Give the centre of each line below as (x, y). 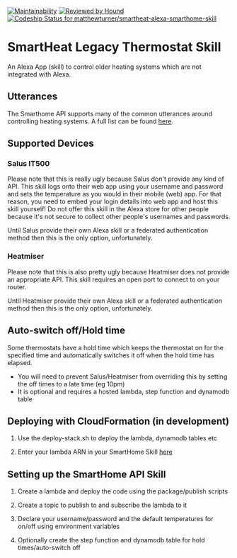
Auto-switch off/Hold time (67, 331)
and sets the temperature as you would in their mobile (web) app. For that (114, 194)
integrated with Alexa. (39, 74)
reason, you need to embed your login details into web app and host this (112, 201)
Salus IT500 (29, 164)
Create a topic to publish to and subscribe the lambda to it (102, 505)
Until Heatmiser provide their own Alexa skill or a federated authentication (115, 301)
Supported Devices (51, 144)
